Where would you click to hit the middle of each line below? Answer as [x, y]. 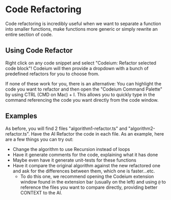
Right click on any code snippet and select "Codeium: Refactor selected [81, 63]
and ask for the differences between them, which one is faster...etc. [84, 171]
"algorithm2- [142, 128]
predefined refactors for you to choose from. [52, 74]
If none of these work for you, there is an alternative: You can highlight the [83, 83]
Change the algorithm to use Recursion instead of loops [71, 149]
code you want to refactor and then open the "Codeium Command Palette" [84, 89]
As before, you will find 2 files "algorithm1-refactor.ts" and [66, 128]
